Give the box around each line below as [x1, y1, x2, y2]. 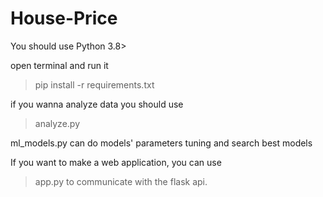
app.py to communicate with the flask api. [34, 175, 208, 187]
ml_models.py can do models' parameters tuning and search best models [10, 137, 313, 149]
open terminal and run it [10, 59, 109, 71]
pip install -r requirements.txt [34, 78, 155, 91]
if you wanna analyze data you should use [10, 98, 184, 110]
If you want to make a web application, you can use [10, 156, 222, 168]
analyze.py [34, 117, 81, 129]
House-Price [10, 7, 118, 30]
